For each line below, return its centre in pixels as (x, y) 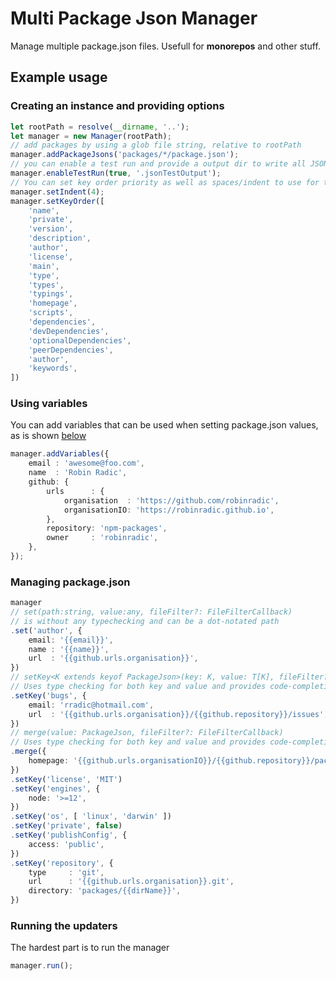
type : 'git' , (66, 872)
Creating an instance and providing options (117, 106)
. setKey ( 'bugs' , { (48, 695)
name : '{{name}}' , (69, 649)
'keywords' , (53, 368)
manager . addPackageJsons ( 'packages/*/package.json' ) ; (125, 155)
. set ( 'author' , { (46, 630)
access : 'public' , (66, 844)
